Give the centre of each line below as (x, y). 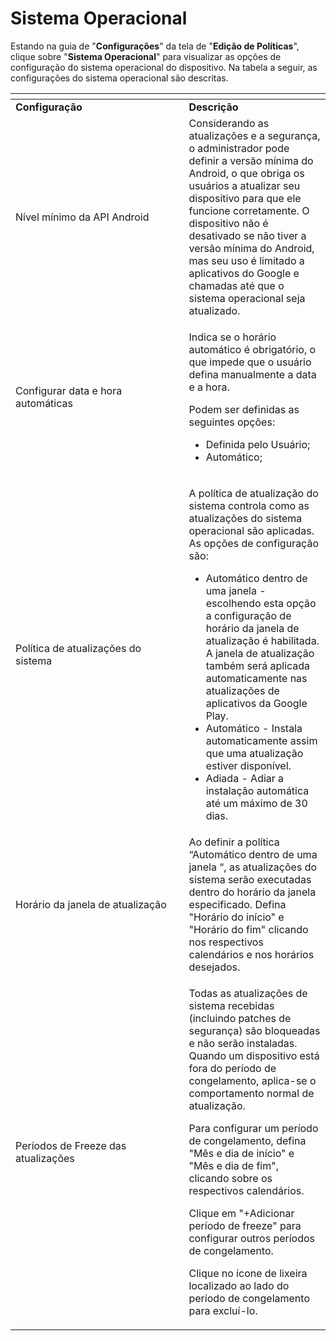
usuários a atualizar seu (244, 185)
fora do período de (232, 1068)
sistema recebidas (231, 1005)
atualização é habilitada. (262, 640)
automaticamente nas (256, 678)
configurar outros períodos (252, 1238)
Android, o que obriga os (246, 173)
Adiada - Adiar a (245, 778)
